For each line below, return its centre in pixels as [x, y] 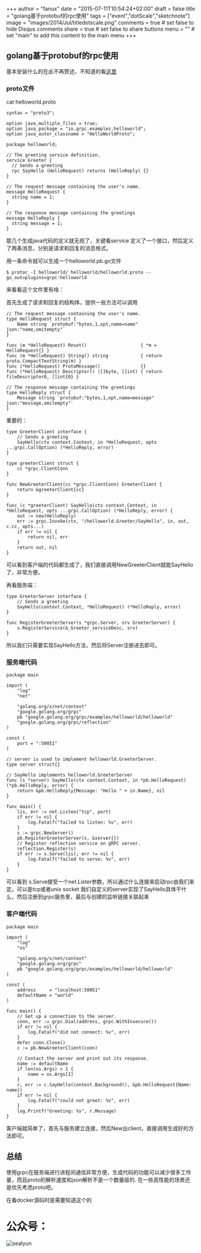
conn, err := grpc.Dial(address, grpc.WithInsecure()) [87, 1021]
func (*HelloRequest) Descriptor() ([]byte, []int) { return [84, 372]
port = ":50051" [37, 743]
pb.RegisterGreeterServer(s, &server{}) [68, 839]
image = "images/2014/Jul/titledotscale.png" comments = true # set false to [100, 23]
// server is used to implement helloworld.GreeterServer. [82, 759]
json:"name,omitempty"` [36, 330]
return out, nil [37, 548]
